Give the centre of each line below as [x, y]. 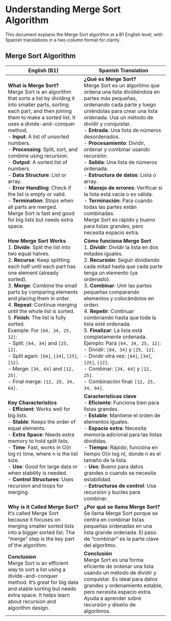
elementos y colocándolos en [119, 298]
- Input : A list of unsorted [38, 137]
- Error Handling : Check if [39, 188]
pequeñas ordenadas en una [118, 526]
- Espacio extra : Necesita [115, 428]
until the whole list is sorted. [41, 311]
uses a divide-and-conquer [41, 124]
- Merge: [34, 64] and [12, [41, 368]
